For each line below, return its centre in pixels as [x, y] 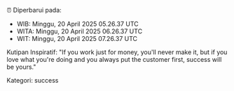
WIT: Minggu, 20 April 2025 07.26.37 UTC [77, 39]
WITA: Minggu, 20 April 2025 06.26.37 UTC [80, 31]
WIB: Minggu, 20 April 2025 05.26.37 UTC [78, 24]
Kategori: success [33, 80]
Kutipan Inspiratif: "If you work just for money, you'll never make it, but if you [117, 52]
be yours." [21, 67]
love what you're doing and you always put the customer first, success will [114, 59]
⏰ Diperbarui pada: [34, 10]
